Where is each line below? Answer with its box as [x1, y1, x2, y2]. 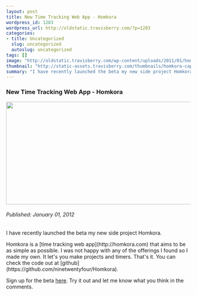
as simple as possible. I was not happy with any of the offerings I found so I [6, 247, 188, 254]
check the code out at [6, 259, 59, 266]
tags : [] [6, 52, 28, 58]
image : [6, 57, 22, 63]
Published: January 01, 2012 [6, 211, 74, 218]
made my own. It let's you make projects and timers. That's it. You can [6, 253, 176, 260]
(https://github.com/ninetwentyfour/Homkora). [6, 265, 118, 273]
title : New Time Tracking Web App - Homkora [6, 14, 117, 20]
